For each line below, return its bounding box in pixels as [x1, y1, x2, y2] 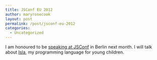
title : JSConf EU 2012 [5, 7, 53, 12]
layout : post [5, 16, 33, 21]
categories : [5, 26, 30, 31]
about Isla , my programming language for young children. [5, 49, 124, 55]
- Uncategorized [10, 30, 44, 35]
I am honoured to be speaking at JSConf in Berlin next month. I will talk [5, 44, 152, 50]
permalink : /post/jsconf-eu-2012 [5, 21, 75, 26]
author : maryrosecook [5, 12, 51, 17]
